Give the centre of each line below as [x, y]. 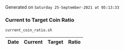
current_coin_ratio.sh [29, 30]
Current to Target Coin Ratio [40, 20]
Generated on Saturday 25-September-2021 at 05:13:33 [62, 7]
